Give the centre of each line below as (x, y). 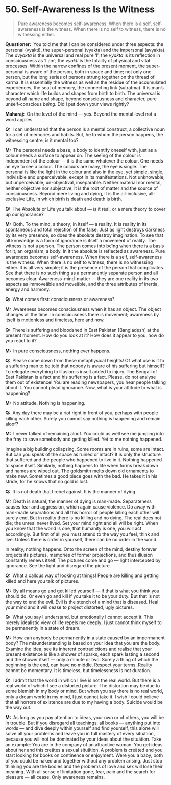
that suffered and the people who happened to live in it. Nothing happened (84, 460)
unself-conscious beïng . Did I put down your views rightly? (67, 104)
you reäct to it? (21, 340)
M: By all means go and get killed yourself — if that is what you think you (82, 591)
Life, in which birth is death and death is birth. (74, 199)
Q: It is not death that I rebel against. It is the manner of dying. (71, 491)
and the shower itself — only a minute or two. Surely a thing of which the (82, 659)
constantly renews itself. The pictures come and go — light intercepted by (83, 560)
